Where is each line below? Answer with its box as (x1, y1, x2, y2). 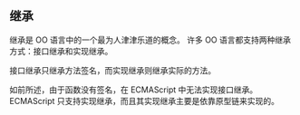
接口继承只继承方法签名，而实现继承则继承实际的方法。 (9, 64, 216, 75)
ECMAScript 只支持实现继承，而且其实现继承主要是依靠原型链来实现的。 (9, 95, 279, 106)
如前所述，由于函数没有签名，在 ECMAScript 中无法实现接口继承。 (9, 84, 258, 95)
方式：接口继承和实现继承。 (9, 45, 113, 56)
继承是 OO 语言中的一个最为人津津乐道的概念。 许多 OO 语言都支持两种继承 (9, 34, 292, 45)
